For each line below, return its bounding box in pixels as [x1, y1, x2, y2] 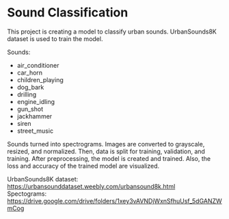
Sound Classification [7, 5, 129, 21]
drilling [16, 90, 37, 99]
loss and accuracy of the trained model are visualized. [7, 162, 160, 170]
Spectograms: [7, 190, 46, 198]
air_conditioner [16, 61, 59, 69]
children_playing [16, 75, 64, 83]
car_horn [16, 68, 43, 77]
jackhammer [16, 112, 53, 120]
